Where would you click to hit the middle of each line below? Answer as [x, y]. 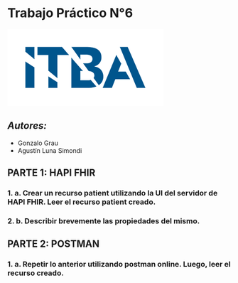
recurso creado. [36, 273]
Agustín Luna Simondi [50, 150]
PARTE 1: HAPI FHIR [52, 173]
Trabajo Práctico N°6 [70, 13]
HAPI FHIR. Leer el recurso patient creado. [82, 202]
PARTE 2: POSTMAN [53, 244]
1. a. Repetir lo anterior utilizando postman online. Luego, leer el [119, 265]
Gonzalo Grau [38, 143]
